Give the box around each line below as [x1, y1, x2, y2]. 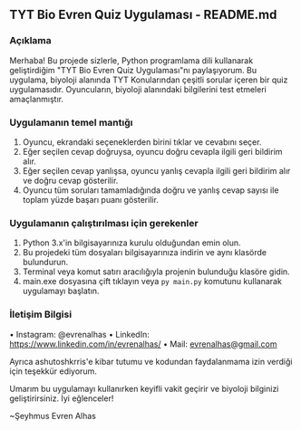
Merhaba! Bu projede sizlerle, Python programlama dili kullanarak [9, 54, 254, 66]
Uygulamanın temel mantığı [9, 116, 133, 129]
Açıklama [9, 34, 52, 47]
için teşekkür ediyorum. [9, 366, 97, 377]
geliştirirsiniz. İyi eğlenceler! [9, 393, 114, 404]
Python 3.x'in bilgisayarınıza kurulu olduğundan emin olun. [22, 237, 242, 248]
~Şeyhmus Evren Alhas [9, 410, 97, 421]
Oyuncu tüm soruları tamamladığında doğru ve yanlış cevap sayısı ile [22, 185, 279, 196]
